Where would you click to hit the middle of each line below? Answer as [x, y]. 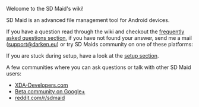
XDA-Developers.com [41, 85]
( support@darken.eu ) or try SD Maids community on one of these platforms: [99, 44]
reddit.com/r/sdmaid [40, 98]
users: [14, 73]
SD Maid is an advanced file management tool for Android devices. [88, 20]
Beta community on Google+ [50, 91]
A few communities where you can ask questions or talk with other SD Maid [99, 67]
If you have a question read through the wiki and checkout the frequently [95, 32]
